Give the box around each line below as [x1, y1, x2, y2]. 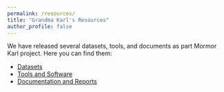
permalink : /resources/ [7, 10, 76, 17]
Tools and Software [17, 70, 73, 78]
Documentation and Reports [17, 77, 98, 86]
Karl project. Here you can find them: [7, 49, 112, 57]
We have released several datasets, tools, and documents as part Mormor [7, 42, 217, 50]
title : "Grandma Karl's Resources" [7, 17, 110, 24]
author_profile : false [7, 23, 72, 30]
